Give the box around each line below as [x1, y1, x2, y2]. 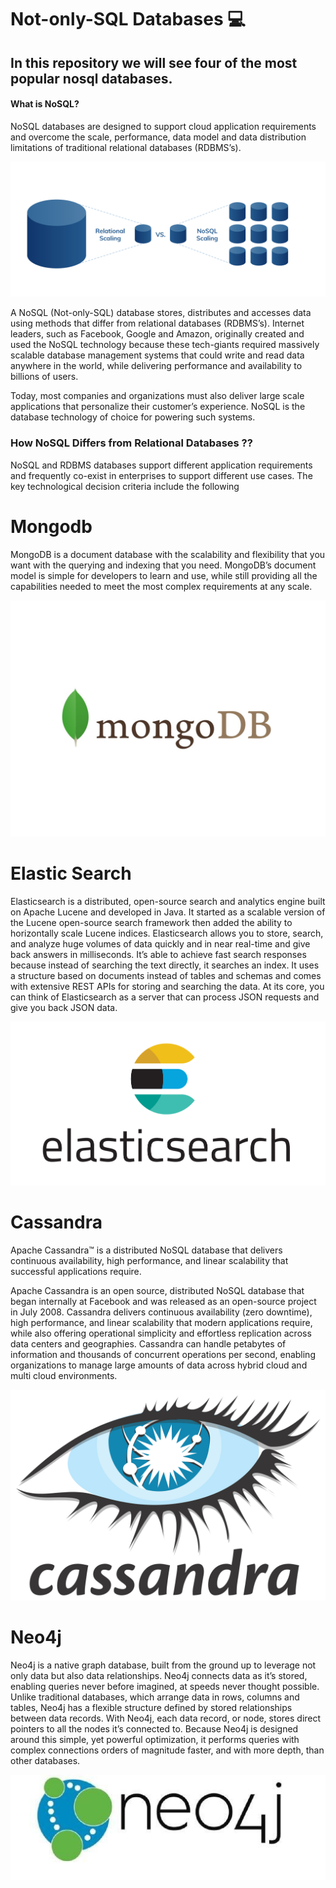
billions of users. [10, 371, 79, 383]
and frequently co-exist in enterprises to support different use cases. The [10, 469, 313, 481]
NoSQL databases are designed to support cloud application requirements [10, 120, 317, 132]
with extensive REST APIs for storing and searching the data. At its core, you [10, 980, 325, 992]
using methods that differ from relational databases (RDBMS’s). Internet [10, 317, 305, 330]
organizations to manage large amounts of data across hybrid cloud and [10, 1359, 308, 1371]
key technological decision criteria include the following [10, 480, 240, 492]
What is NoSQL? [10, 98, 80, 110]
